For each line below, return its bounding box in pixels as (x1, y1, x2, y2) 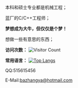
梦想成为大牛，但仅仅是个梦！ (5, 25, 67, 31)
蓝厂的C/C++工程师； (5, 15, 50, 21)
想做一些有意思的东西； (5, 36, 54, 42)
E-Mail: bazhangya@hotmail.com (5, 77, 73, 83)
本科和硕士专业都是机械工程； (5, 4, 67, 10)
